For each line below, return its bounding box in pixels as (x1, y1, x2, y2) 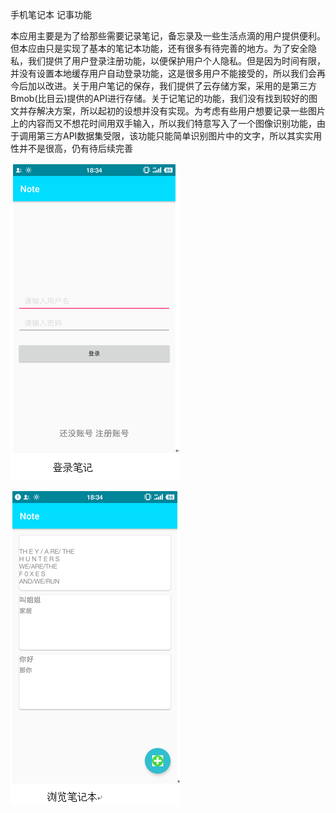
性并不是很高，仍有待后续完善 (10, 143, 133, 154)
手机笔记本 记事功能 (10, 9, 92, 20)
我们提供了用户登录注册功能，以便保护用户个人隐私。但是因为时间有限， (27, 55, 326, 67)
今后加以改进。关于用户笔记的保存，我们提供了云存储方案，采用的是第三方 (10, 80, 317, 92)
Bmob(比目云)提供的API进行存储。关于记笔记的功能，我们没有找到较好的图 (10, 93, 318, 104)
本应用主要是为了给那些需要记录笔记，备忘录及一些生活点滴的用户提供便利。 (10, 30, 326, 42)
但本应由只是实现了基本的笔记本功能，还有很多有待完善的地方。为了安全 (10, 43, 308, 54)
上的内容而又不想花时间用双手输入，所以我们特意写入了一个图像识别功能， (10, 118, 317, 129)
